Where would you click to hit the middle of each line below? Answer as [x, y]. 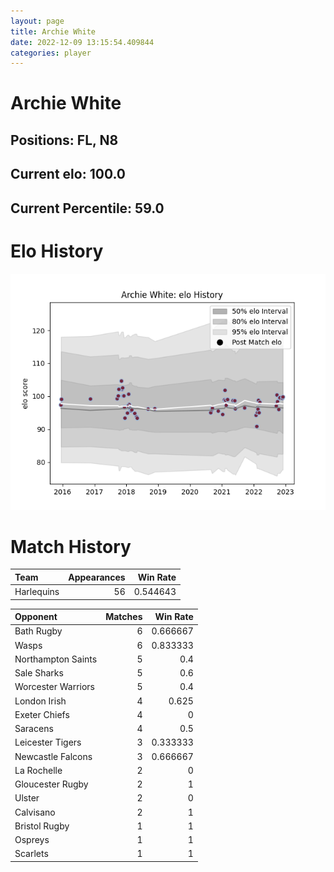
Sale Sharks [39, 673]
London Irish [40, 701]
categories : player [51, 53]
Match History [71, 546]
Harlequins [37, 592]
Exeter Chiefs [42, 714]
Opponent [36, 617]
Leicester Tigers [48, 742]
